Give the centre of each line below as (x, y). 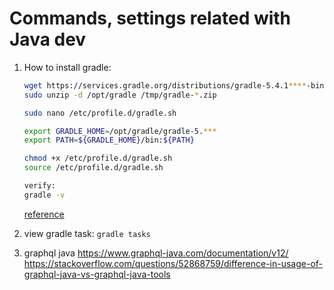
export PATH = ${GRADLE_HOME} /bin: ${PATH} (109, 140)
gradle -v (44, 195)
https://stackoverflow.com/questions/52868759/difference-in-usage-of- (173, 263)
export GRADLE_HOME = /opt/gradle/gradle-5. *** (120, 131)
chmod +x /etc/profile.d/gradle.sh (98, 158)
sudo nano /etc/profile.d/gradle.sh (100, 113)
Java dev (48, 39)
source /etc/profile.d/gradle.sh (93, 168)
